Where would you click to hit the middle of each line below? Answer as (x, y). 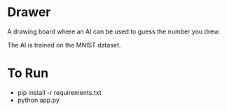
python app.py (38, 100)
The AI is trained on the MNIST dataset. (64, 45)
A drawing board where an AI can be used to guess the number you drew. (114, 31)
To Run (28, 73)
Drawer (29, 12)
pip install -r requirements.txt (59, 92)
